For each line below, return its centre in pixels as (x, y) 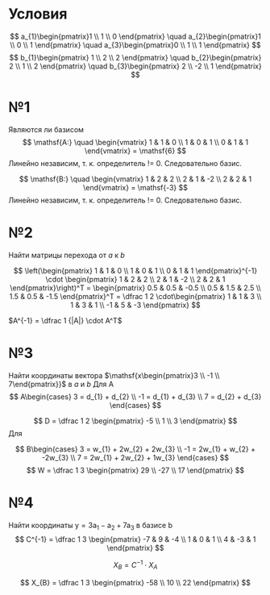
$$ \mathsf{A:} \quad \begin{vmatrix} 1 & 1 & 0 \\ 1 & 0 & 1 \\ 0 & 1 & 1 (135, 142)
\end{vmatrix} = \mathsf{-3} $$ (135, 187)
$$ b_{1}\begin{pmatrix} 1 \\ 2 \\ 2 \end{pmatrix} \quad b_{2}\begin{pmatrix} (135, 57)
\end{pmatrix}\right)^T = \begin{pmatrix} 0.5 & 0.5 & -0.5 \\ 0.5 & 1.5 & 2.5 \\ (135, 288)
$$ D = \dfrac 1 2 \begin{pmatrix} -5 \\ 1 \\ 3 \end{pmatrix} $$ (135, 421)
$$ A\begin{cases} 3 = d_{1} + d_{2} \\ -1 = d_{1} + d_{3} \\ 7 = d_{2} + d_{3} (135, 397)
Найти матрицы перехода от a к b (66, 255)
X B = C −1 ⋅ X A (135, 565)
